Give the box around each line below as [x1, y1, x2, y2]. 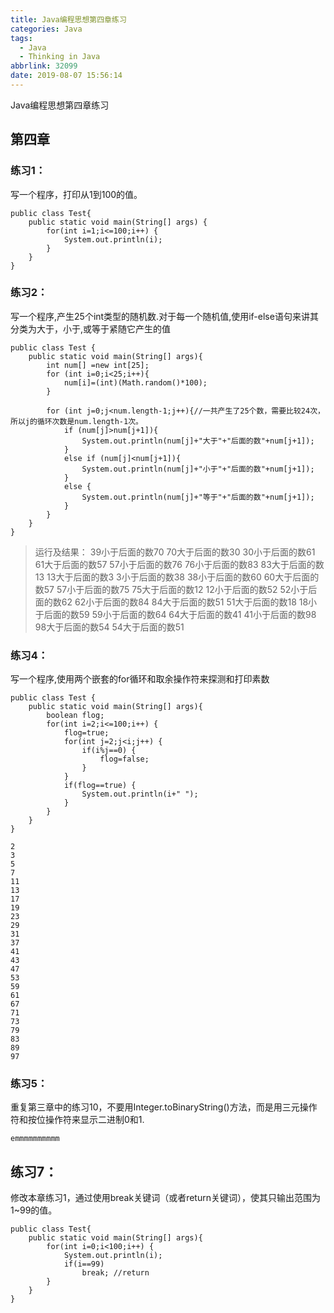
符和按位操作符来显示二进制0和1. [10, 1114, 145, 1126]
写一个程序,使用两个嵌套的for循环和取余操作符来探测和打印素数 [10, 673, 270, 685]
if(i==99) [63, 1259, 105, 1270]
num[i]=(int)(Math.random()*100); [63, 377, 208, 388]
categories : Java [10, 24, 83, 34]
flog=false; [99, 754, 150, 765]
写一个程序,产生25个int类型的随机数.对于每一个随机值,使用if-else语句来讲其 [10, 310, 319, 322]
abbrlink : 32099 [10, 61, 78, 71]
